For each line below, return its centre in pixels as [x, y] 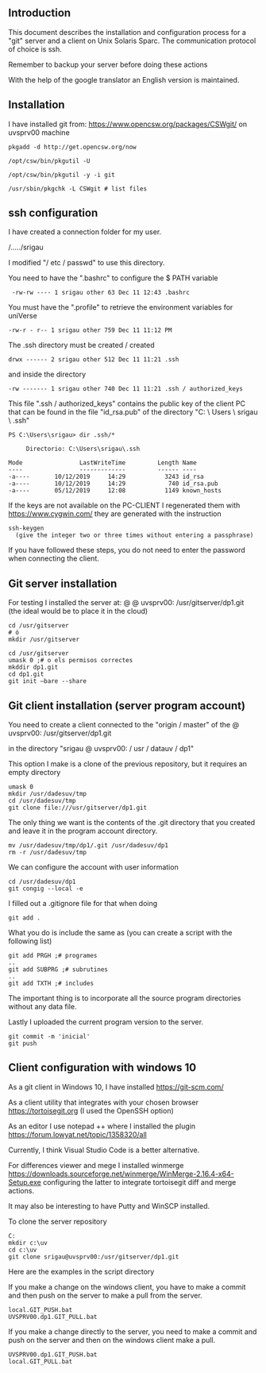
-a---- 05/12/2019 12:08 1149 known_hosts [115, 491]
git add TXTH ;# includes [51, 984]
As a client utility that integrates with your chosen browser [103, 1102]
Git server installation [63, 583]
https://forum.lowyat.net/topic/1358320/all [77, 1134]
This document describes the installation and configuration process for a [127, 32]
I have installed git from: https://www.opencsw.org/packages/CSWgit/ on [128, 124]
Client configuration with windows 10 [102, 1068]
